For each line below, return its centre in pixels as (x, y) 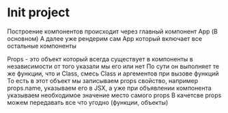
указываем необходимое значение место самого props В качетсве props (114, 95)
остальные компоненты (42, 46)
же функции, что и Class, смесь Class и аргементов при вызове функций (113, 74)
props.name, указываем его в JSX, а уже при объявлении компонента (109, 88)
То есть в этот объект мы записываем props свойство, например (103, 80)
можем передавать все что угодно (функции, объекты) (88, 102)
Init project (39, 13)
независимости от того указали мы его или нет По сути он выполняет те (113, 66)
